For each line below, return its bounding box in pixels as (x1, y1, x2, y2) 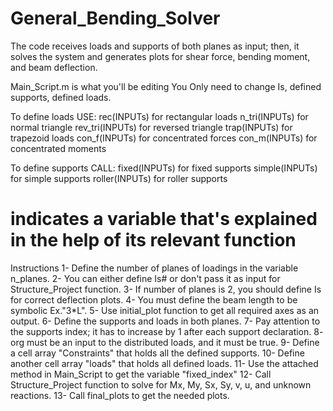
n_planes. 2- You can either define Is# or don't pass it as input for (10, 272, 281, 284)
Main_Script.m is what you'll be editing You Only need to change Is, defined (10, 80, 322, 92)
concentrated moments (10, 142, 107, 154)
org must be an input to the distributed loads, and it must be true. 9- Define (10, 336, 320, 348)
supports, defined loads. (10, 91, 112, 103)
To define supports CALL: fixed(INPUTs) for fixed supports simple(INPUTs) (10, 162, 318, 174)
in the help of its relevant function (10, 229, 297, 252)
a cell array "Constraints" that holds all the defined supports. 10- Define (10, 347, 305, 359)
